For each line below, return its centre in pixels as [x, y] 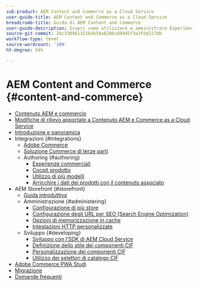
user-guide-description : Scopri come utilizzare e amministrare [87, 28]
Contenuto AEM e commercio [50, 113]
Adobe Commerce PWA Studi [50, 264]
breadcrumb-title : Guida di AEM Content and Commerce [74, 22]
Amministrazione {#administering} [65, 201]
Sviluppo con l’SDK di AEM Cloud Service [83, 239]
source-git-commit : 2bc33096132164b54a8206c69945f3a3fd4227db [84, 34]
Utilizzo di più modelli [58, 176]
